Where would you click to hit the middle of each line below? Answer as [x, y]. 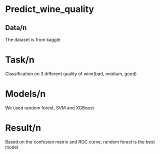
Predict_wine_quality [49, 9]
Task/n [20, 60]
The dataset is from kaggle [33, 39]
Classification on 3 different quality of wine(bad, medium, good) [71, 73]
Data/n [16, 28]
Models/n [25, 94]
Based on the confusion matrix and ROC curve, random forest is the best [80, 141]
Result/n [23, 128]
